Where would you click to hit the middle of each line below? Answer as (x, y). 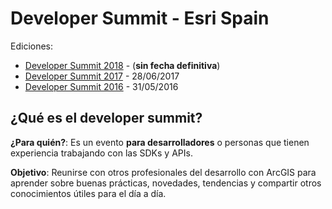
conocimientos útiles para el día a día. (88, 193)
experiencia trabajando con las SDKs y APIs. (101, 153)
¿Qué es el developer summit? (106, 118)
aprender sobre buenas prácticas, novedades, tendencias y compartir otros (166, 183)
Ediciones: (32, 46)
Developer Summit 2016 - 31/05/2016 (101, 86)
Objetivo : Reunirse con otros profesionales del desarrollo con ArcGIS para (163, 172)
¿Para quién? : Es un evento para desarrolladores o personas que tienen (160, 142)
